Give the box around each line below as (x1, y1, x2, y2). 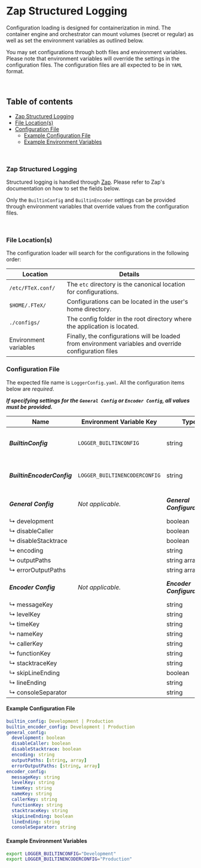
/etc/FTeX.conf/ (9, 285, 56, 292)
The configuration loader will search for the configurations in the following (6, 249, 190, 256)
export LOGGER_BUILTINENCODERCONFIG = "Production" (6, 856, 133, 863)
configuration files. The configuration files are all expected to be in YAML (6, 61, 182, 68)
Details (119, 270, 140, 279)
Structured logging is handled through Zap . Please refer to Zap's (6, 178, 165, 186)
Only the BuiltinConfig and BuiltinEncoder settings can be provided (6, 196, 176, 204)
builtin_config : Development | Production (6, 718, 114, 724)
